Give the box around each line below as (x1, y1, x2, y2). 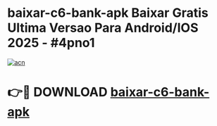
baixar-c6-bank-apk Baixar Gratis (7, 5, 209, 21)
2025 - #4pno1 (7, 35, 95, 51)
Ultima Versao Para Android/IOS (7, 20, 199, 36)
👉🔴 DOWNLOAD (7, 84, 108, 100)
